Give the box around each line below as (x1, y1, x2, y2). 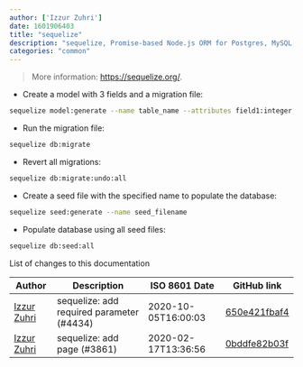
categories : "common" (9, 47, 91, 56)
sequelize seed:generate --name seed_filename (9, 207, 188, 216)
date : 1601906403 (9, 22, 75, 31)
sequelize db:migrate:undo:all (9, 173, 127, 183)
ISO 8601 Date (150, 279, 215, 291)
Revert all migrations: (22, 156, 102, 167)
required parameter (57, 306, 140, 318)
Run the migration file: (22, 123, 106, 133)
